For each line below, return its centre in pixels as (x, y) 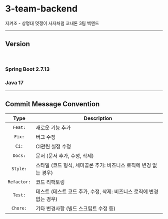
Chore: (19, 208)
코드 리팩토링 (50, 182)
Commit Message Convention (52, 104)
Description (98, 118)
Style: (19, 169)
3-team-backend (41, 9)
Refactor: (19, 182)
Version (17, 44)
